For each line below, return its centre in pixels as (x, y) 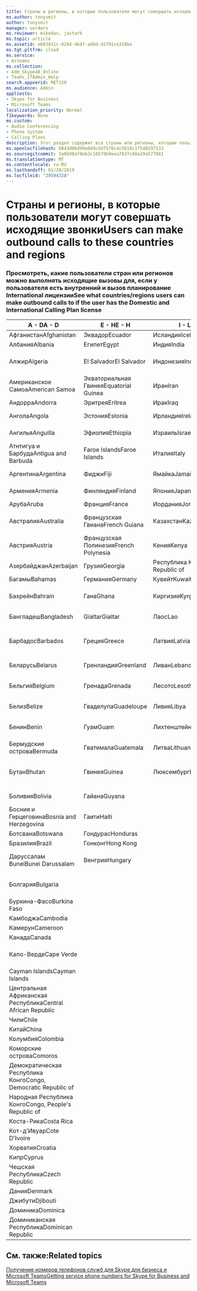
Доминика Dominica (37, 1210)
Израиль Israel (173, 433)
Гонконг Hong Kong (110, 843)
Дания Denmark (31, 1191)
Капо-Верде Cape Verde (43, 954)
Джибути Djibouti (33, 1201)
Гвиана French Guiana (113, 525)
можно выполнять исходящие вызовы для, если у (82, 280)
